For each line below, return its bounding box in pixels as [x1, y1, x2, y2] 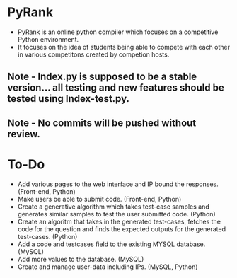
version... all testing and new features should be [7, 82, 224, 94]
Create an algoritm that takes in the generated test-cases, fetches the [17, 217, 221, 226]
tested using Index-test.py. [7, 93, 129, 105]
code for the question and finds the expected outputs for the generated [17, 224, 226, 233]
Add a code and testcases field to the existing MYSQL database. [17, 240, 206, 248]
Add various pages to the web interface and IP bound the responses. [17, 180, 219, 188]
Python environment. [17, 35, 79, 43]
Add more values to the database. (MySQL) [17, 255, 144, 263]
